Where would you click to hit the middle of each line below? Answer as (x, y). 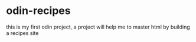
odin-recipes (38, 11)
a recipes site (22, 33)
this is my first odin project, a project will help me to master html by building (98, 27)
